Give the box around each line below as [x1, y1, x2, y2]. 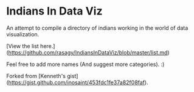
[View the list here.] [6, 42, 55, 50]
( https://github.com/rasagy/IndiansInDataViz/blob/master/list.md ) [6, 48, 170, 56]
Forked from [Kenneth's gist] [6, 72, 78, 79]
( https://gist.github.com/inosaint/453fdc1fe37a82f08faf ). [6, 79, 148, 86]
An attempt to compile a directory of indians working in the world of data [6, 24, 189, 31]
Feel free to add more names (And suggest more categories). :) [6, 61, 165, 68]
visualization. [6, 30, 40, 38]
